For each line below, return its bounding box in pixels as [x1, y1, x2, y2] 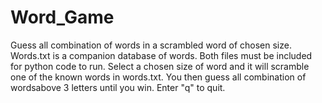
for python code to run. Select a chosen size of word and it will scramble [10, 60, 310, 72]
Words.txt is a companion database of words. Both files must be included [10, 49, 313, 61]
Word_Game [10, 6, 115, 29]
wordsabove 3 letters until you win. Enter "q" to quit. [10, 81, 226, 93]
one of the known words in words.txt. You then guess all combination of [10, 71, 307, 83]
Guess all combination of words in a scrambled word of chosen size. [10, 39, 292, 51]
